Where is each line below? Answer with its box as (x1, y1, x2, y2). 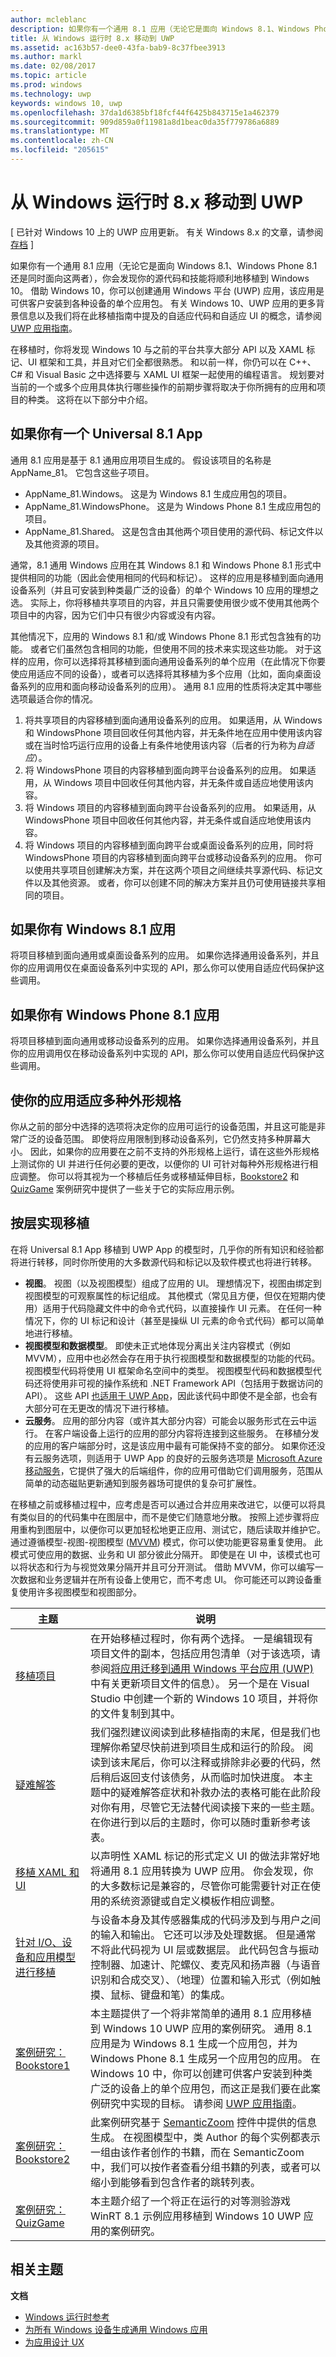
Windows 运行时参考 (24, 2311, 110, 2323)
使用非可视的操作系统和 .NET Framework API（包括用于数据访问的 (51, 1377, 323, 1389)
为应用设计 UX (24, 2336, 85, 2348)
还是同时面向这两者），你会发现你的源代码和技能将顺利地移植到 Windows (10, 272, 310, 284)
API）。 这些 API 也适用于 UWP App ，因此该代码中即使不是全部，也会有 (24, 1389, 318, 1401)
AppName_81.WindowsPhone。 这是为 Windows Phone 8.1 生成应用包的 (24, 500, 322, 512)
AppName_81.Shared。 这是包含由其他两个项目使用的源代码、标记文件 (24, 525, 315, 537)
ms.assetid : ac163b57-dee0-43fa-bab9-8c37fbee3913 (10, 42, 226, 53)
